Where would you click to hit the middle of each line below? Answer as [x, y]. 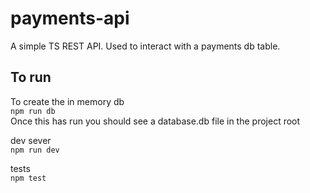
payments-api [70, 18]
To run [31, 77]
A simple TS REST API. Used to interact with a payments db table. [145, 46]
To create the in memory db [67, 101]
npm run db [33, 111]
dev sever [31, 140]
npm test [28, 178]
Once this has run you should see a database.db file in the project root [155, 121]
